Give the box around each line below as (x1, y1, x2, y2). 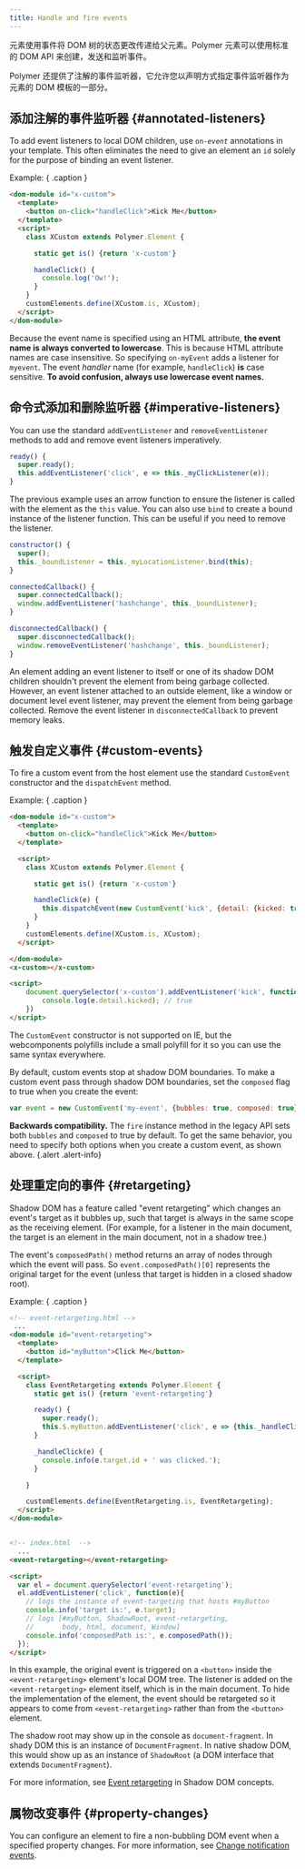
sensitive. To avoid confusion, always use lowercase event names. (9, 371, 265, 382)
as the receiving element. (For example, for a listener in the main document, (9, 1222, 292, 1233)
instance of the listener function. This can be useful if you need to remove (9, 513, 286, 523)
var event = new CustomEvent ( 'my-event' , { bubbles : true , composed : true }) (9, 1103, 302, 1112)
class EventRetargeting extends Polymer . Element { (25, 1380, 221, 1389)
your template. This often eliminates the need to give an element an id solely (9, 145, 296, 156)
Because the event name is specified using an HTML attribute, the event (9, 332, 281, 343)
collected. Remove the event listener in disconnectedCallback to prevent (9, 705, 279, 716)
